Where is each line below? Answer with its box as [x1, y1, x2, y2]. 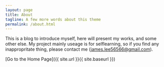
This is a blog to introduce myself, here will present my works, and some [5, 36, 157, 42]
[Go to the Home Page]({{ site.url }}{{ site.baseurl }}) [5, 56, 116, 62]
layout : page [5, 7, 33, 13]
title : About [5, 12, 33, 17]
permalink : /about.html [5, 21, 56, 27]
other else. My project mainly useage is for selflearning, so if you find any [5, 41, 159, 47]
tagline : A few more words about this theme [5, 17, 101, 22]
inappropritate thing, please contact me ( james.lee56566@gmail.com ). [5, 46, 153, 52]
